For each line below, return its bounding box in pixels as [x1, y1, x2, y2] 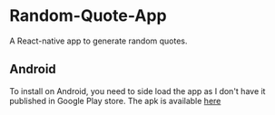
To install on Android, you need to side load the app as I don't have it [9, 85, 266, 96]
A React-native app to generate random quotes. [9, 35, 188, 46]
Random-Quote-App [9, 5, 167, 26]
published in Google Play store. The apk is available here [9, 95, 221, 106]
